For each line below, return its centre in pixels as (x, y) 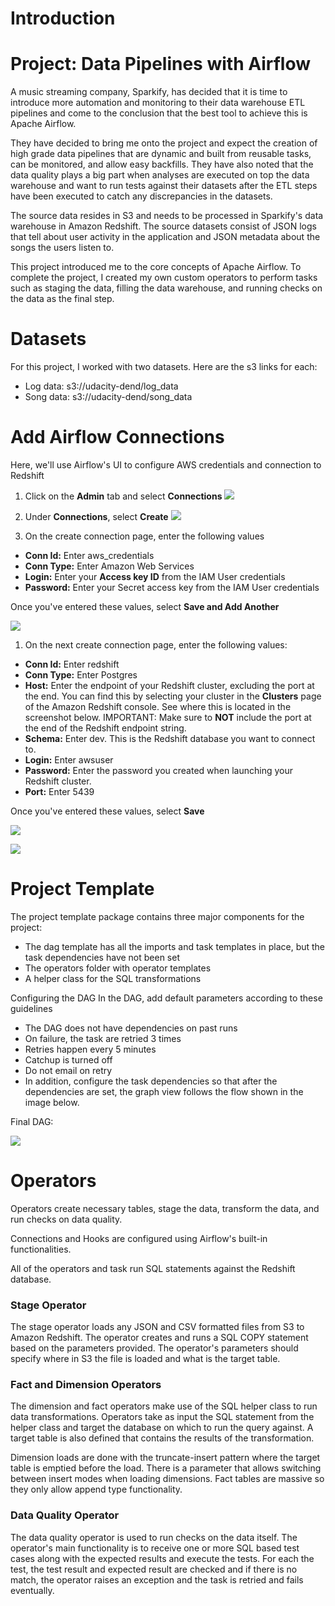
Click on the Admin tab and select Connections (123, 496)
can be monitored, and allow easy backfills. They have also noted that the (162, 164)
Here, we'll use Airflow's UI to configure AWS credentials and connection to (166, 465)
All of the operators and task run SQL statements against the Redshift (153, 1268)
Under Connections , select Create (96, 516)
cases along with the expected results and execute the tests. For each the (162, 1558)
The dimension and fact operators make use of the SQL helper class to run (164, 1406)
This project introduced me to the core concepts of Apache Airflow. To (156, 267)
